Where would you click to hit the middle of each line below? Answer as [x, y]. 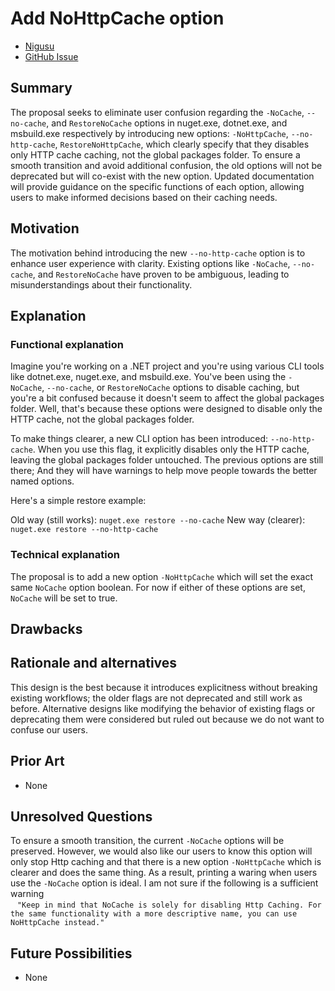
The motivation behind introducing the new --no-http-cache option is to [158, 253]
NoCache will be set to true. [64, 598]
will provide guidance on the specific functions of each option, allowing [157, 186]
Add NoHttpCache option [117, 18]
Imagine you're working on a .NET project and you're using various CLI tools [167, 366]
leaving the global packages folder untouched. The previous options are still [167, 460]
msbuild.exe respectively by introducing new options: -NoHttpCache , [149, 133]
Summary [41, 88]
